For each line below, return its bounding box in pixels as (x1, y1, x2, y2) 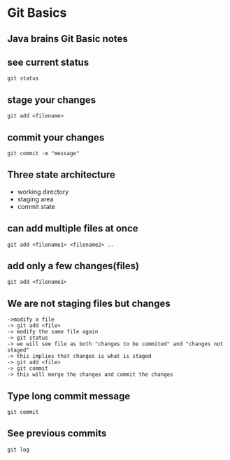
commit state (17, 202, 56, 210)
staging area (17, 194, 54, 203)
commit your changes (7, 131, 105, 143)
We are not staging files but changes (7, 297, 171, 309)
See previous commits (7, 428, 107, 440)
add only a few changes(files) (7, 260, 140, 272)
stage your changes (7, 94, 96, 106)
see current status (7, 56, 89, 68)
